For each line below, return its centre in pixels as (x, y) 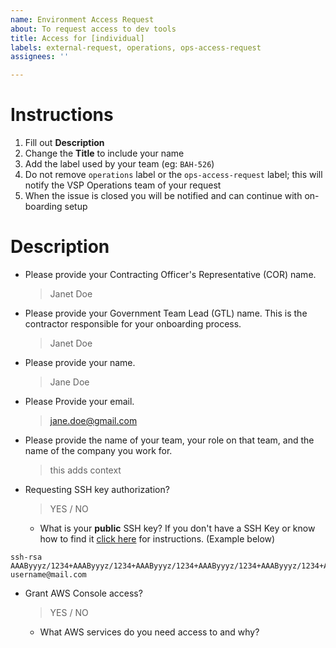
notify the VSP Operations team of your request (123, 185)
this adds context (85, 470)
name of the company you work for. (98, 450)
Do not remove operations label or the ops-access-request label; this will (173, 175)
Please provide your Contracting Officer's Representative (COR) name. (170, 274)
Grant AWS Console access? (83, 593)
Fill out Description (64, 143)
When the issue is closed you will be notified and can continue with (163, 196)
